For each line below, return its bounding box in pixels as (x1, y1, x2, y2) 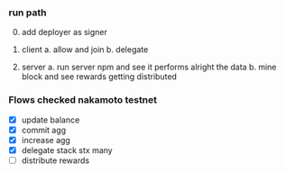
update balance (21, 114, 80, 125)
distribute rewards (21, 155, 90, 166)
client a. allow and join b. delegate (21, 44, 149, 55)
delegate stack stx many (21, 144, 114, 155)
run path (8, 6, 47, 19)
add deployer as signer (21, 27, 107, 38)
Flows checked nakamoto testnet (8, 94, 158, 106)
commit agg (21, 124, 67, 135)
